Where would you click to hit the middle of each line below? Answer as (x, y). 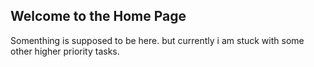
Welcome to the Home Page (98, 16)
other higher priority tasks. (65, 51)
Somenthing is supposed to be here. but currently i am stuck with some (157, 40)
